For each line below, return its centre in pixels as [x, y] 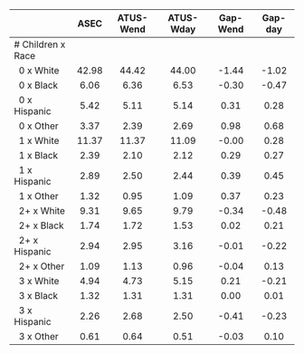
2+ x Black [41, 225]
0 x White [39, 70]
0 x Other [38, 126]
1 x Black [38, 155]
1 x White [39, 141]
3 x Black [38, 296]
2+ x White [42, 210]
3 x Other [38, 336]
